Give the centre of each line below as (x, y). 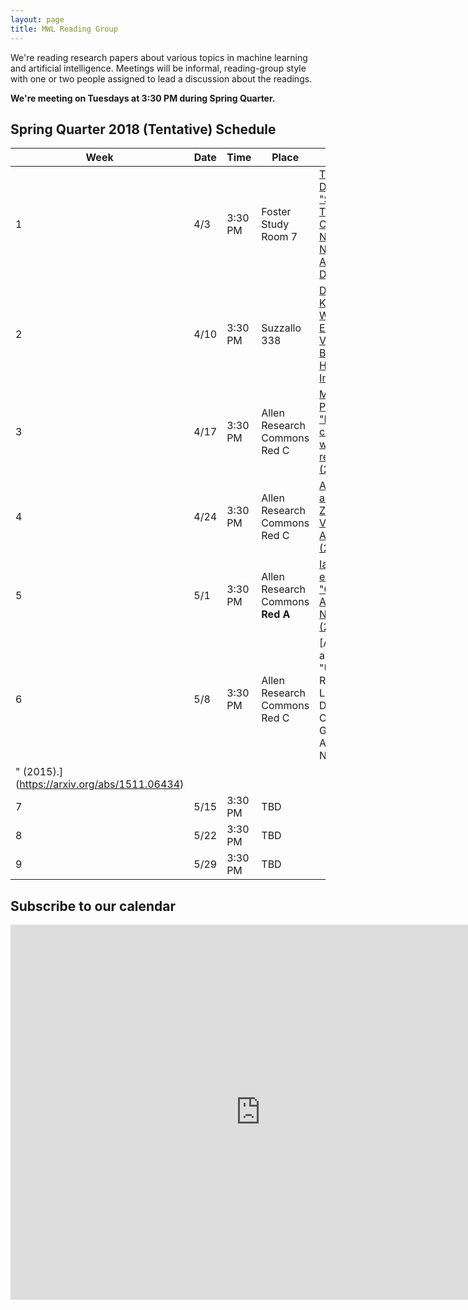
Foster (276, 212)
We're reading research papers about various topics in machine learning (159, 57)
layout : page (37, 19)
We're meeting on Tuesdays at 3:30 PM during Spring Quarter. (143, 98)
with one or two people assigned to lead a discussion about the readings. (161, 78)
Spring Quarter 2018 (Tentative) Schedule (143, 129)
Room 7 (279, 237)
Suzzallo (281, 328)
